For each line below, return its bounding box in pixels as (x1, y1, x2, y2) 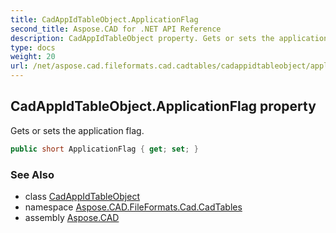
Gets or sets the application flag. (10, 124, 145, 136)
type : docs (10, 42, 56, 53)
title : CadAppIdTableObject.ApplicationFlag (10, 14, 199, 25)
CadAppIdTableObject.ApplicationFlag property (10, 98, 317, 115)
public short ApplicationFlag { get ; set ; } (10, 144, 199, 154)
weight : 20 (10, 52, 56, 62)
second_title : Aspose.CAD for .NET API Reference (10, 24, 222, 34)
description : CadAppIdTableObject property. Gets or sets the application (10, 33, 329, 43)
